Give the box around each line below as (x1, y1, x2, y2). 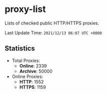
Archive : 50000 (19, 68, 53, 74)
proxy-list (4, 3, 46, 15)
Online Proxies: (11, 73, 43, 79)
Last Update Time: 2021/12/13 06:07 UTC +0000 (4, 29, 102, 35)
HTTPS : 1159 (19, 84, 46, 90)
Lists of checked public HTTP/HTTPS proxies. (4, 20, 99, 26)
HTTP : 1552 (19, 78, 44, 84)
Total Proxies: (11, 57, 40, 63)
